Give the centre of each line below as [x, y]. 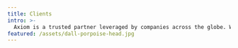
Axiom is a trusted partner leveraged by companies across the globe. [120, 27]
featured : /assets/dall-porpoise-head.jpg [71, 34]
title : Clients [30, 14]
